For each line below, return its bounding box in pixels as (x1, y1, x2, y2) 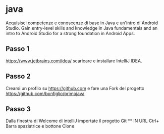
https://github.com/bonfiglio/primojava (5, 90, 85, 96)
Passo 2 (5, 72, 31, 81)
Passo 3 (5, 105, 31, 113)
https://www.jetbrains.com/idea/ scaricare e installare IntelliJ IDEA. (5, 58, 143, 64)
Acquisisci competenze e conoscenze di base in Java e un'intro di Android (5, 20, 158, 26)
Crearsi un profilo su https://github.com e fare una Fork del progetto (5, 85, 145, 91)
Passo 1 (5, 45, 29, 53)
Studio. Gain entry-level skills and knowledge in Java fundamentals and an (5, 25, 158, 31)
